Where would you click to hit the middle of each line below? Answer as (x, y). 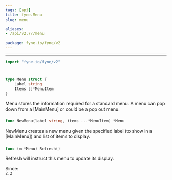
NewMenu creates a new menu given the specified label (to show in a (79, 131)
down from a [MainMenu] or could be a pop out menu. (62, 109)
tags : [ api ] (18, 10)
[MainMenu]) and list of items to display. (48, 136)
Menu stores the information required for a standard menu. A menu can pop (85, 103)
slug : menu (17, 20)
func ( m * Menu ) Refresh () (33, 149)
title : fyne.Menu (24, 15)
